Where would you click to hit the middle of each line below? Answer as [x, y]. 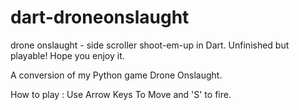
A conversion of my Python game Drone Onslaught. [116, 75]
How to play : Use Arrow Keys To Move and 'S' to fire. [121, 94]
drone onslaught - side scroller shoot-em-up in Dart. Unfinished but [150, 45]
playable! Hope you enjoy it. [67, 55]
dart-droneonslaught [100, 17]
